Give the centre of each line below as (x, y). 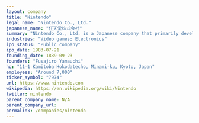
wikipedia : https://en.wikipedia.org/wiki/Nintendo (71, 89)
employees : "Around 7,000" (39, 72)
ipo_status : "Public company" (44, 45)
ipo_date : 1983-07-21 (33, 50)
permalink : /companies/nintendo (46, 111)
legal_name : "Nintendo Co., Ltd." (49, 22)
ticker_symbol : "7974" (34, 77)
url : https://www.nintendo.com (45, 83)
